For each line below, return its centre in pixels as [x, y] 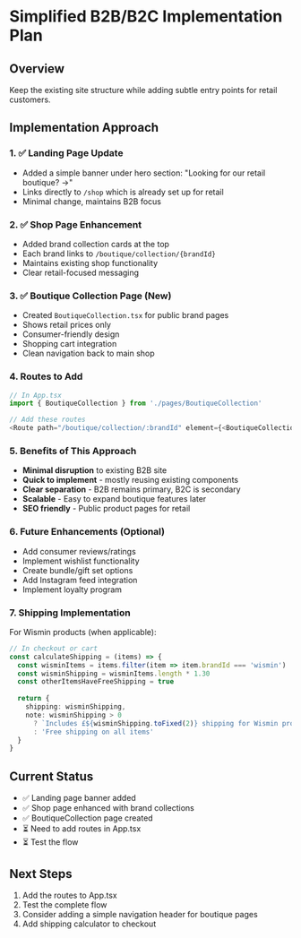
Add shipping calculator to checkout [89, 924]
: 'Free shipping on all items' [93, 732]
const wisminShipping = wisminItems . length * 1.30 [114, 674]
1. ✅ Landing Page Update [66, 153]
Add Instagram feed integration [80, 580]
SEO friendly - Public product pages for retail [106, 509]
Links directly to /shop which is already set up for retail [123, 192]
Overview [37, 69]
